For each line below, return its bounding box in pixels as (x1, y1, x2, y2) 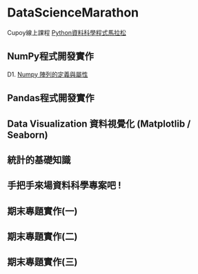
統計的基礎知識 (7, 154, 71, 166)
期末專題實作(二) (7, 231, 78, 242)
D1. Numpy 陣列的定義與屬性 (7, 70, 88, 78)
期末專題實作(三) (7, 256, 78, 268)
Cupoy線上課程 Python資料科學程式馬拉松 (7, 28, 126, 36)
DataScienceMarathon (7, 5, 139, 21)
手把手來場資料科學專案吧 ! (7, 180, 122, 191)
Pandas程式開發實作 (7, 92, 95, 104)
